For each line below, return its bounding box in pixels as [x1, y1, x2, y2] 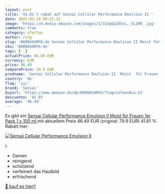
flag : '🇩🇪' [5, 81, 30, 86]
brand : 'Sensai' [5, 85, 39, 91]
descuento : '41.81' [5, 95, 45, 99]
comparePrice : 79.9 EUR [5, 67, 54, 72]
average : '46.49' [5, 99, 41, 104]
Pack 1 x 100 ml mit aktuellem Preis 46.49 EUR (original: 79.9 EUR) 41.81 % [5, 118, 157, 124]
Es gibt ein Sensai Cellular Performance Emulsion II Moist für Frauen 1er [5, 113, 151, 119]
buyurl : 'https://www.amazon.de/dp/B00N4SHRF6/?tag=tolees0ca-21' [5, 90, 145, 95]
